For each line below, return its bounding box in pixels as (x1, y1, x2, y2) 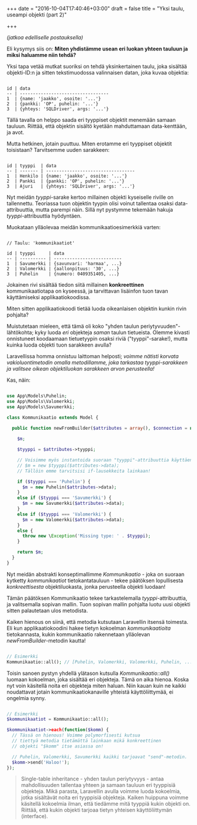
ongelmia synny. (6, 694, 46, 701)
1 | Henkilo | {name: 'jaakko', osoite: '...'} (6, 173, 127, 179)
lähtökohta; (6, 329, 34, 336)
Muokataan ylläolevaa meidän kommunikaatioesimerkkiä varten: (6, 224, 161, 230)
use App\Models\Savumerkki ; (6, 404, 75, 410)
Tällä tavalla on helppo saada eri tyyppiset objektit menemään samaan (6, 117, 176, 123)
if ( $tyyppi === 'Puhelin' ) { (17, 478, 91, 484)
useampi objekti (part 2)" (6, 11, 67, 18)
